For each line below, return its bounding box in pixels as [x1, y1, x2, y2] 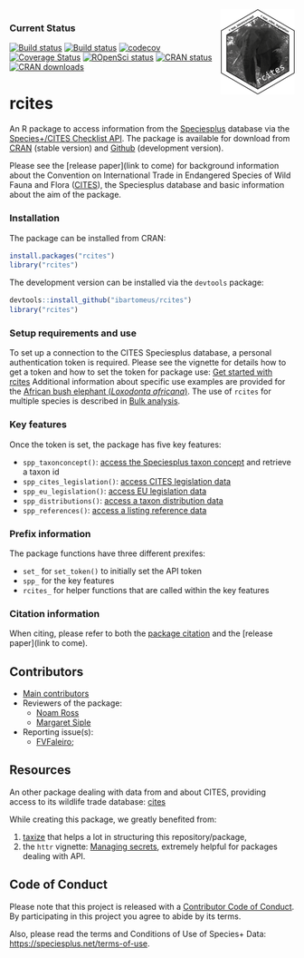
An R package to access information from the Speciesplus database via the [9, 123, 290, 134]
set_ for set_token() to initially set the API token [22, 565, 202, 576]
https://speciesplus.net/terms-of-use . [9, 938, 150, 949]
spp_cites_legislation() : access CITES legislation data [22, 475, 232, 486]
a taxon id [22, 466, 60, 477]
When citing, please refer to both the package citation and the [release [9, 628, 273, 639]
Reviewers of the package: [22, 698, 122, 709]
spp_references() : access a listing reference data [22, 504, 207, 515]
